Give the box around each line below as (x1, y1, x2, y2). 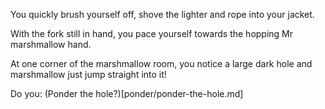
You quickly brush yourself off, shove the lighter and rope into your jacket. (10, 9, 315, 20)
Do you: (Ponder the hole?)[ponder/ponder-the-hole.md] (10, 88, 244, 99)
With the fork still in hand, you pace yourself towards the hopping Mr (10, 28, 294, 39)
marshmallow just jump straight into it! (10, 69, 167, 80)
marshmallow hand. (10, 39, 92, 50)
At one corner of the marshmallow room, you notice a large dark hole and (10, 58, 313, 69)
